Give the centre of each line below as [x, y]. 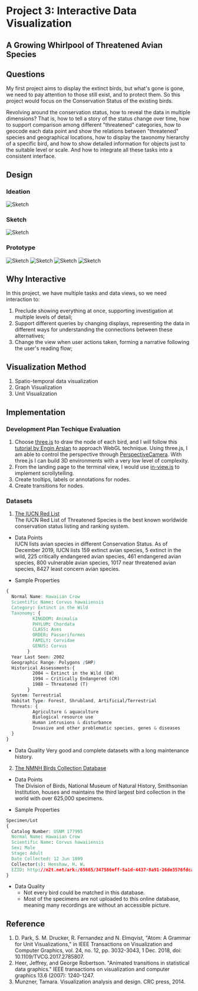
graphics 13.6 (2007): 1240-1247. [55, 976]
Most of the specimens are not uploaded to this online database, [102, 899]
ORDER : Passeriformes [59, 635]
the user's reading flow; [43, 348]
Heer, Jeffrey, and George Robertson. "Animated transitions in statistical [102, 963]
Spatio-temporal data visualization [56, 381]
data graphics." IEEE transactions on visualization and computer [92, 969]
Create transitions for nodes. [49, 485]
